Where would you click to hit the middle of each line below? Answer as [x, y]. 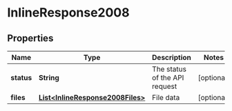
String [49, 78]
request [164, 86]
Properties [30, 38]
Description [171, 58]
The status [169, 69]
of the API [168, 78]
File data [166, 98]
